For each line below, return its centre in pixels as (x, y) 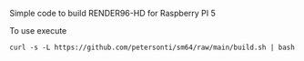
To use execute (38, 30)
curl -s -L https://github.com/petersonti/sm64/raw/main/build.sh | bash (152, 47)
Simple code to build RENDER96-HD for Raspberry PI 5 (113, 13)
